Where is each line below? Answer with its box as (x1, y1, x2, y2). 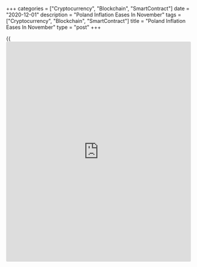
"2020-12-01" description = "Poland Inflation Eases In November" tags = (6, 11, 182, 18)
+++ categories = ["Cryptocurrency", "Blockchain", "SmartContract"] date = (6, 5, 190, 12)
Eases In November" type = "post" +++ (6, 23, 101, 31)
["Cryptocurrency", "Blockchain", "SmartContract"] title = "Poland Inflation (6, 18, 186, 24)
